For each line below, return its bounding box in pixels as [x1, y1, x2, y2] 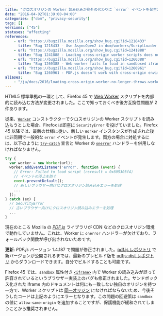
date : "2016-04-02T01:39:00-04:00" [5, 12, 77, 17]
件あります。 [5, 105, 31, 111]
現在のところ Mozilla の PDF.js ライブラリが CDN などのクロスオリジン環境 [5, 224, 155, 230]
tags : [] [5, 20, 23, 26]
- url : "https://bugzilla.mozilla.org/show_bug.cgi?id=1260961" [14, 66, 147, 71]
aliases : [5, 75, 23, 80]
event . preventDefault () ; [14, 178, 64, 183]
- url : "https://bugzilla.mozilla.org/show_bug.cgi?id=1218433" [14, 39, 147, 44]
